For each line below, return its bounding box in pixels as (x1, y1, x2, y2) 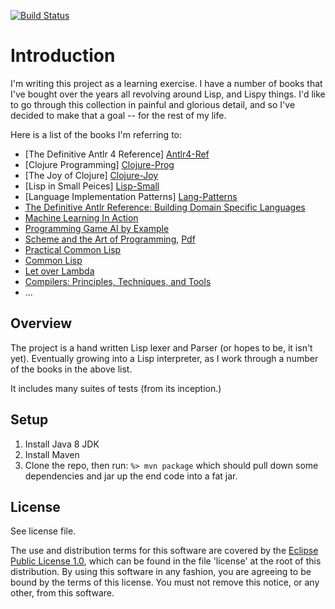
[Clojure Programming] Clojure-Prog (24, 158, 175, 170)
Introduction (10, 45, 116, 67)
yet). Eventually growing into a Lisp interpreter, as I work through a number (10, 352, 319, 364)
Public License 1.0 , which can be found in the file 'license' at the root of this (10, 555, 322, 567)
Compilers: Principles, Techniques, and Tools (24, 275, 212, 287)
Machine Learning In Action (24, 211, 139, 224)
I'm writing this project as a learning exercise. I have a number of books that (10, 77, 323, 89)
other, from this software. (10, 587, 115, 599)
